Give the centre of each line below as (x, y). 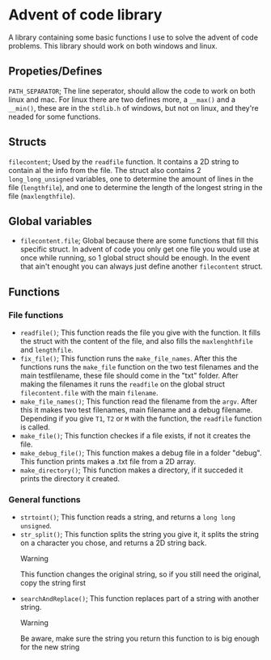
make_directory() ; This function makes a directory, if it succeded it (131, 470)
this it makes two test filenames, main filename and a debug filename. (136, 410)
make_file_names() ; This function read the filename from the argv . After (138, 401)
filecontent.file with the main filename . (89, 393)
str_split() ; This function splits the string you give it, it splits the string (139, 535)
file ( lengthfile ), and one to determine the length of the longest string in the (135, 187)
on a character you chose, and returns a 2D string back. (113, 543)
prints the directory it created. (70, 479)
